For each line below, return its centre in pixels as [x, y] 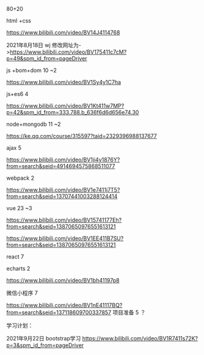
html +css [19, 20]
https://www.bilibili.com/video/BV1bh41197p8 [63, 280]
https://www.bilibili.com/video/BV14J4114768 [63, 32]
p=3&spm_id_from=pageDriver [45, 345]
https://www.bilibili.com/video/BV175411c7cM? [68, 52]
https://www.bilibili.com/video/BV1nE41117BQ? [64, 305]
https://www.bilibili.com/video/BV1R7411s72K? [140, 338]
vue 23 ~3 [19, 208]
